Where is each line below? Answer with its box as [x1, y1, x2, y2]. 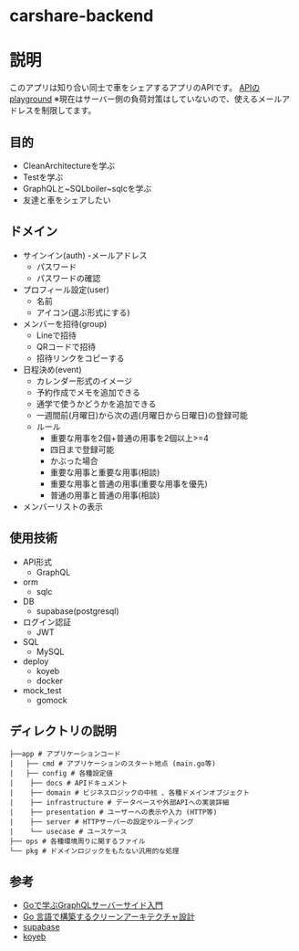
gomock [36, 694, 67, 705]
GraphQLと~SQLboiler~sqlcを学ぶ [22, 183, 152, 194]
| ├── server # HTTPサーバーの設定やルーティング [9, 818, 194, 827]
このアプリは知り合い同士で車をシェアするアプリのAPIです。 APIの [9, 82, 261, 93]
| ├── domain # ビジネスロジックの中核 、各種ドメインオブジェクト [9, 788, 251, 798]
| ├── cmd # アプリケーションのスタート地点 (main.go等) [9, 759, 216, 768]
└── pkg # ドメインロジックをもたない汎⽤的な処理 [9, 847, 180, 856]
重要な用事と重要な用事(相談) [49, 467, 160, 478]
